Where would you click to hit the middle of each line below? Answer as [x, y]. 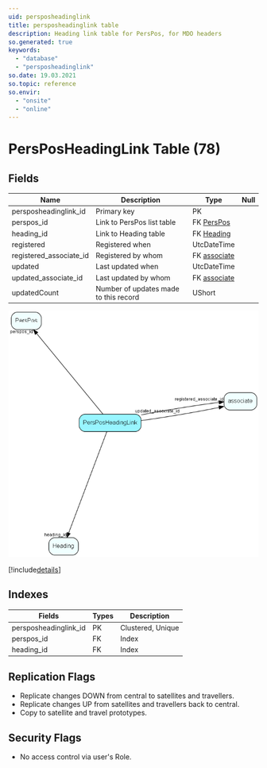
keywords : [25, 50]
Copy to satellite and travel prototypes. [83, 713]
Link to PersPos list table [136, 222]
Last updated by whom [133, 277]
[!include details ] [35, 569]
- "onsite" [33, 100]
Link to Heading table [130, 233]
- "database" [37, 59]
